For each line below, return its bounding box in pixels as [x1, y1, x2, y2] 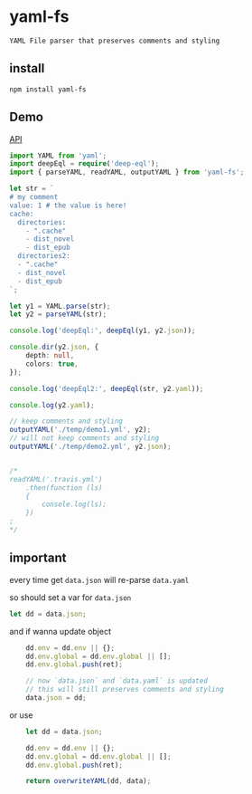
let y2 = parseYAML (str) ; [9, 310, 107, 319]
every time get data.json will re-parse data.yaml [9, 574, 190, 585]
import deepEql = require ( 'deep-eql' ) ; [9, 159, 160, 168]
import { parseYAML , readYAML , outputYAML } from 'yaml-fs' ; [9, 167, 245, 177]
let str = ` [9, 184, 54, 194]
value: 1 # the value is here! [9, 201, 127, 210]
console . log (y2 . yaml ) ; [9, 400, 95, 409]
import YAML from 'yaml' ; [9, 151, 107, 160]
